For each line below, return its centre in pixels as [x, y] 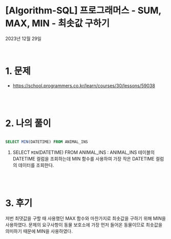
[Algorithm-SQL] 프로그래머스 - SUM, [83, 11]
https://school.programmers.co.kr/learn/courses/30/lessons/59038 [84, 86]
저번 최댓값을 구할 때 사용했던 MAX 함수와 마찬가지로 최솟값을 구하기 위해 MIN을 [86, 218]
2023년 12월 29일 [24, 38]
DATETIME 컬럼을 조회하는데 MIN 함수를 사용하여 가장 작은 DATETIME [83, 158]
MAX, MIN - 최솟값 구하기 [58, 23]
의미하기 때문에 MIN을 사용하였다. [39, 231]
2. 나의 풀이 [28, 123]
